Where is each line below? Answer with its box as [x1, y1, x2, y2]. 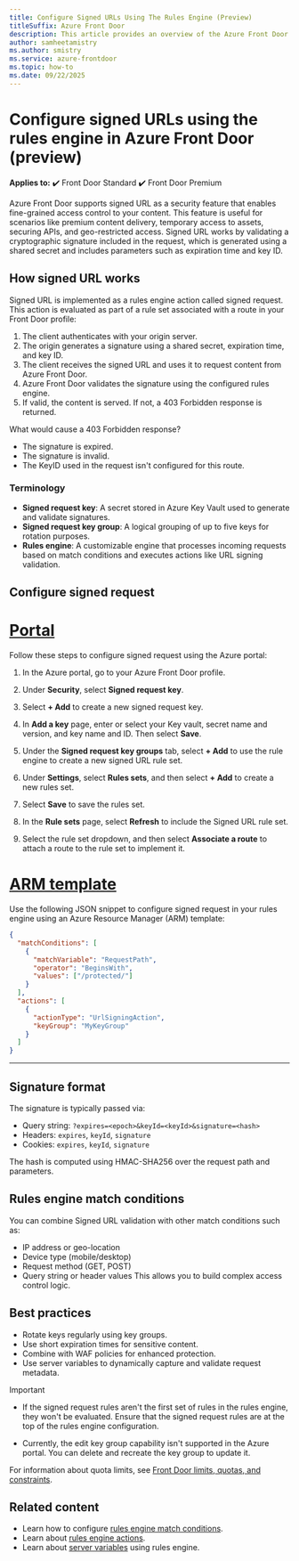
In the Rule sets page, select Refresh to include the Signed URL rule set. [21, 817, 289, 827]
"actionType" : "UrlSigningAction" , [32, 1012, 166, 1022]
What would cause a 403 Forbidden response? [9, 424, 181, 435]
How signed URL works [9, 271, 141, 286]
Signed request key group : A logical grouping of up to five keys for [21, 521, 270, 532]
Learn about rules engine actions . [21, 1533, 146, 1543]
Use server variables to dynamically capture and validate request [21, 1357, 262, 1368]
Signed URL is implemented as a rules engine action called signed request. [9, 295, 284, 305]
